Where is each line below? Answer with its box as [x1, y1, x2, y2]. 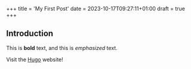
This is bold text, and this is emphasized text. [6, 44, 118, 51]
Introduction [6, 29, 54, 39]
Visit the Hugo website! [6, 56, 64, 63]
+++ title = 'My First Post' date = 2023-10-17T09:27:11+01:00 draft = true [6, 5, 186, 12]
